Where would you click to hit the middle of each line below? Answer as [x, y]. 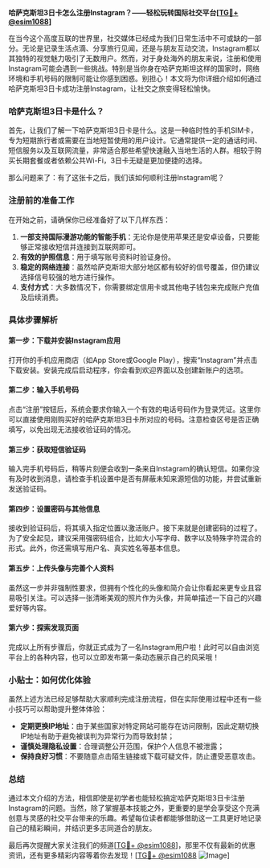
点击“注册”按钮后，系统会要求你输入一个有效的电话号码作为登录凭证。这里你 [135, 409]
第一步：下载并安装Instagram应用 [65, 340]
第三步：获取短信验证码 [47, 449]
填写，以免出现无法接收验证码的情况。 [72, 429]
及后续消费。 [41, 297]
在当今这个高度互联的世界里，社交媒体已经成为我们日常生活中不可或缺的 [128, 38]
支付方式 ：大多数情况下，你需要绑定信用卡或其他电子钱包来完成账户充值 [139, 287]
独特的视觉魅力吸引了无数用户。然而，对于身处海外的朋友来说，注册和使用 [138, 58]
